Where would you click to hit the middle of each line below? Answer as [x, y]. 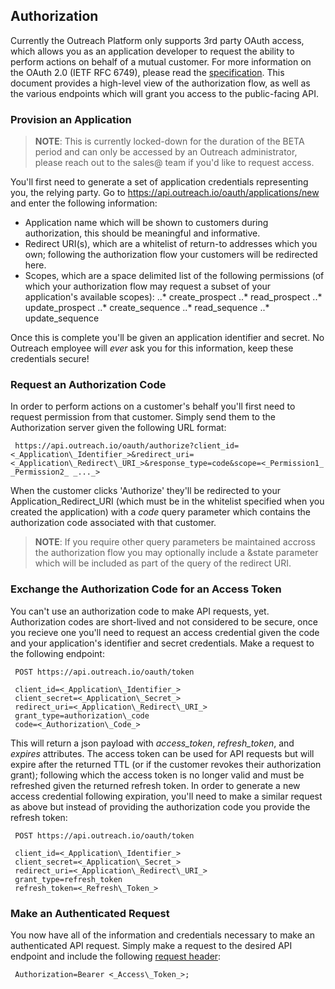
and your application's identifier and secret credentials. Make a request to [162, 643]
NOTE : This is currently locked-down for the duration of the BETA [169, 141]
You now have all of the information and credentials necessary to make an [162, 935]
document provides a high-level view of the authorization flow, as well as [160, 83]
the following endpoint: [57, 653]
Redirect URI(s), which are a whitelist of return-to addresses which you [171, 244]
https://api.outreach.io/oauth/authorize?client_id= [127, 446]
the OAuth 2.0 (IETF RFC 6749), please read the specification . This [147, 72]
